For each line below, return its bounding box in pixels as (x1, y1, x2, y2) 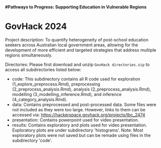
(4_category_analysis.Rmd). (12, 96, 68, 102)
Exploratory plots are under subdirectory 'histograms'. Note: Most (12, 127, 144, 133)
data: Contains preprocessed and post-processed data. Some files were (12, 101, 157, 108)
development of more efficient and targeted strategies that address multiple (5, 47, 157, 53)
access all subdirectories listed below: (5, 67, 81, 72)
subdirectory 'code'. (12, 137, 52, 143)
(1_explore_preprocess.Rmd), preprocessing (12, 81, 100, 87)
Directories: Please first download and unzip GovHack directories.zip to (5, 61, 150, 67)
